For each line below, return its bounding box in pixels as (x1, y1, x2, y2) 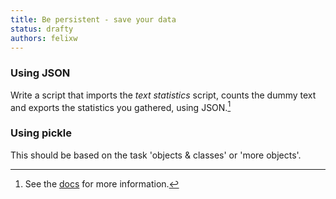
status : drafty (10, 24, 74, 34)
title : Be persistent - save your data (10, 14, 177, 25)
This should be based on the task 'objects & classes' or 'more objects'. (10, 149, 302, 161)
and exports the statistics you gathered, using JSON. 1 (10, 99, 232, 113)
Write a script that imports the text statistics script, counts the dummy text (10, 89, 317, 101)
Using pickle (10, 126, 73, 140)
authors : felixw (10, 33, 78, 43)
